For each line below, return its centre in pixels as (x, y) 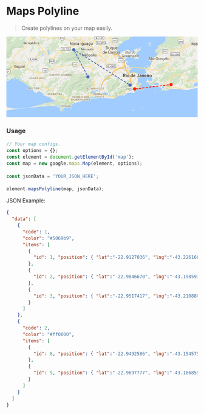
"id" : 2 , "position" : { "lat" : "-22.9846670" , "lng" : (101, 277)
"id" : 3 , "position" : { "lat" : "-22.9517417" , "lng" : (101, 296)
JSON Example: (26, 201)
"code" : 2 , (36, 328)
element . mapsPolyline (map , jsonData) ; (55, 189)
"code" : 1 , (36, 232)
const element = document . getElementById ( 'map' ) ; (70, 157)
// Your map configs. (34, 144)
